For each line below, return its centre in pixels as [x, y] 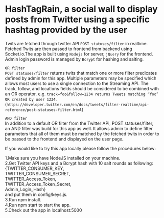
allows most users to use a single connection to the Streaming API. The [77, 83]
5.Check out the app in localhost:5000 [44, 210]
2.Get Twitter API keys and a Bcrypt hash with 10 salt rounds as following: [79, 163]
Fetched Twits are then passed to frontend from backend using [69, 49]
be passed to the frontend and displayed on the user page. [64, 139]
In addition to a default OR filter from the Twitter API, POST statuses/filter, [79, 123]
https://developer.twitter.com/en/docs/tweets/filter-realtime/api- [78, 105]
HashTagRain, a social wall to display [82, 9]
